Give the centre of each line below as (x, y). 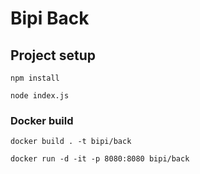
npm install (35, 78)
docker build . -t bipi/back (71, 142)
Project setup (53, 55)
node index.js (40, 96)
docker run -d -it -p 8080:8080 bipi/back (100, 159)
